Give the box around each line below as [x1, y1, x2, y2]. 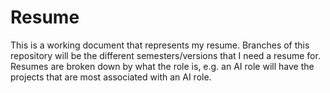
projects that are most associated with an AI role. [10, 71, 212, 83]
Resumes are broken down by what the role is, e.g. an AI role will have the [10, 60, 315, 72]
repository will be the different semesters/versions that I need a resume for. [10, 49, 321, 61]
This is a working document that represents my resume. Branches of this [10, 39, 310, 51]
